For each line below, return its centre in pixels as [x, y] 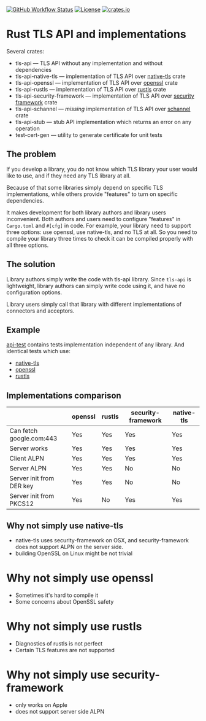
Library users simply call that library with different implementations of [94, 304]
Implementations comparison [64, 395]
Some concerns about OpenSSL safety [64, 601]
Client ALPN [27, 459]
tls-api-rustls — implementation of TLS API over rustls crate [91, 89]
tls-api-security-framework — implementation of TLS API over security [105, 96]
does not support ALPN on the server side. [69, 547]
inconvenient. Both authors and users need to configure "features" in [93, 219]
